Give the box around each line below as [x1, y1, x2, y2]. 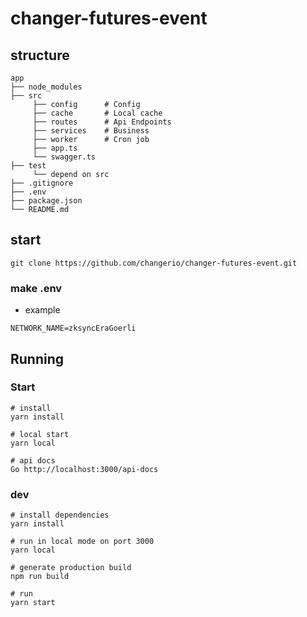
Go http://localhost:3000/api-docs [10, 464, 159, 474]
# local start [10, 429, 70, 439]
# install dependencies [10, 510, 110, 521]
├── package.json [10, 196, 83, 206]
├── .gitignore [10, 178, 74, 188]
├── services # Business [32, 126, 150, 136]
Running [10, 350, 65, 367]
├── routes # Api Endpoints [32, 117, 172, 127]
